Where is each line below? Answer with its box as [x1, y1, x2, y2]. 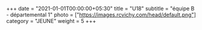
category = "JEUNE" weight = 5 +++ [6, 18, 96, 24]
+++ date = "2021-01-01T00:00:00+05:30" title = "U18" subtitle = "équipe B [6, 5, 195, 12]
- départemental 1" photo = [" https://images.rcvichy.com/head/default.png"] [6, 11, 196, 18]
